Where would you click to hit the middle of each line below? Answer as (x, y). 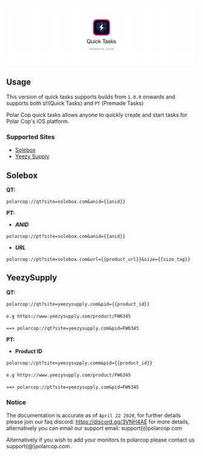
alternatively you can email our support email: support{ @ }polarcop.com (94, 428)
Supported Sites (31, 137)
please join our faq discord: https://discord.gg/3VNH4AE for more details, (98, 422)
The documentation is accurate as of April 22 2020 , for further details (94, 416)
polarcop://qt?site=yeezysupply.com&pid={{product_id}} (78, 304)
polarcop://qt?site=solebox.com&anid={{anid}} (66, 201)
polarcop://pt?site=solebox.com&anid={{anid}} (66, 236)
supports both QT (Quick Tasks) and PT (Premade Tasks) (75, 103)
